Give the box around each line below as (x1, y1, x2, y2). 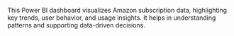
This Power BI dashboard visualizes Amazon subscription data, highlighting (7, 6, 228, 14)
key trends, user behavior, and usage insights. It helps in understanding (7, 13, 216, 22)
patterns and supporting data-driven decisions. (7, 21, 145, 29)
